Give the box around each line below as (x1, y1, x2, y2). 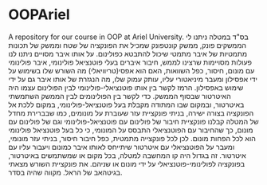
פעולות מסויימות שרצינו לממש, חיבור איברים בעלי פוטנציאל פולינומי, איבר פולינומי (8, 57, 253, 67)
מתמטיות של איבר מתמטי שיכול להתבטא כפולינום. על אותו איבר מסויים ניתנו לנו (8, 49, 248, 58)
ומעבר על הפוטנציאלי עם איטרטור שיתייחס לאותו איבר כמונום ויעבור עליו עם (8, 142, 235, 152)
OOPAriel (8, 6, 70, 24)
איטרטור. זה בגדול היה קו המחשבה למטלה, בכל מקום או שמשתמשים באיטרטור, (8, 150, 246, 160)
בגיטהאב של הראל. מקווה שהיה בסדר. (8, 167, 123, 177)
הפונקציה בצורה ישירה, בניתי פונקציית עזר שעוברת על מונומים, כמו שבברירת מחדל (8, 108, 254, 117)
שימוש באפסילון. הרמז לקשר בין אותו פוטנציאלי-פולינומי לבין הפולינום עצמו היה (8, 82, 244, 92)
